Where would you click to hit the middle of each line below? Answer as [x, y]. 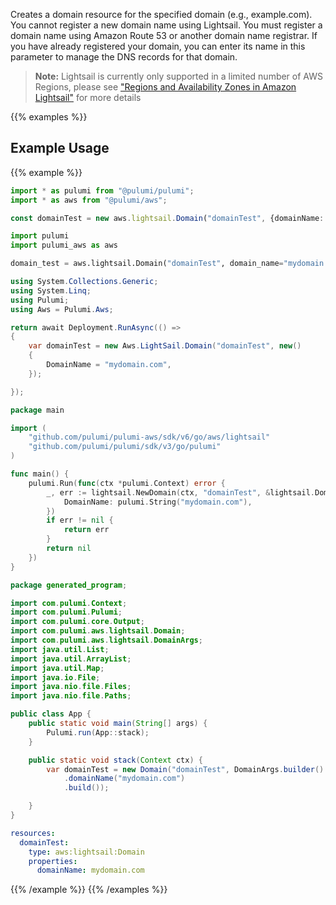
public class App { [51, 714]
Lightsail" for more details [88, 97]
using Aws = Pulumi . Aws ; [62, 309]
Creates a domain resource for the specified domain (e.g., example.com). [161, 14]
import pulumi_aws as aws [64, 245]
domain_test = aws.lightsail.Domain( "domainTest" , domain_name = [147, 264]
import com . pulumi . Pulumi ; [66, 612]
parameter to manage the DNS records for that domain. [124, 57]
